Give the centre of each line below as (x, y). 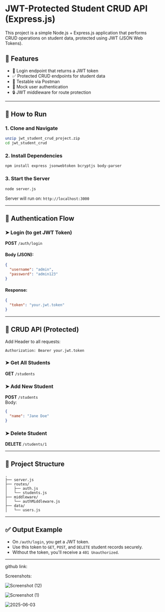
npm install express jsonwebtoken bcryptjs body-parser (63, 166)
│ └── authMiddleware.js (33, 501)
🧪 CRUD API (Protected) (42, 329)
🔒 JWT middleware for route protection (52, 92)
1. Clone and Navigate (31, 128)
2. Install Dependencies (34, 156)
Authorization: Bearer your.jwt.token (45, 350)
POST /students (22, 397)
